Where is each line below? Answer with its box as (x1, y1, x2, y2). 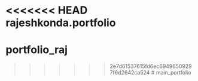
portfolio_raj (5, 43, 68, 57)
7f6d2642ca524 (109, 69, 150, 76)
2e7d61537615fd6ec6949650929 (109, 63, 192, 70)
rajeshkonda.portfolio (5, 16, 116, 30)
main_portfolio (156, 69, 191, 76)
